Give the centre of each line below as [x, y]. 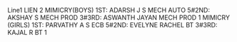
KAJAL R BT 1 [27, 32]
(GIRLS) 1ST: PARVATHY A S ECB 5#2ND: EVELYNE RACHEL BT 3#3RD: [112, 25]
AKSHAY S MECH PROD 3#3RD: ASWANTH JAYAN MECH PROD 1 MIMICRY [119, 17]
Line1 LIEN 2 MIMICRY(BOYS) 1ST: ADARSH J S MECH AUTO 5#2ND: [109, 10]
